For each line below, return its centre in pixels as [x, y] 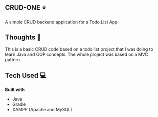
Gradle [19, 104]
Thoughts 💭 [23, 37]
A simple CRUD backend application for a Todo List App [61, 22]
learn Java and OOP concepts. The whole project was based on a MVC [77, 54]
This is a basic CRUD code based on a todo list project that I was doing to [79, 49]
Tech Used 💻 [26, 76]
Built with [15, 90]
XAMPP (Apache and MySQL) [42, 110]
